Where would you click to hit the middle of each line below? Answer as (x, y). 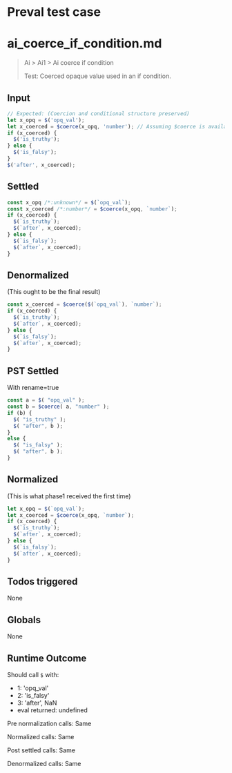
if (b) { (20, 413)
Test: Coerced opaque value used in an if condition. (97, 76)
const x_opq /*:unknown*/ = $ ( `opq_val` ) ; (69, 202)
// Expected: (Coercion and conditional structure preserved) (98, 114)
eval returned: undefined (52, 710)
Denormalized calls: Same (44, 764)
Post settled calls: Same (41, 750)
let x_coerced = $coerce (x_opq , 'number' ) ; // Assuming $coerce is (106, 126)
